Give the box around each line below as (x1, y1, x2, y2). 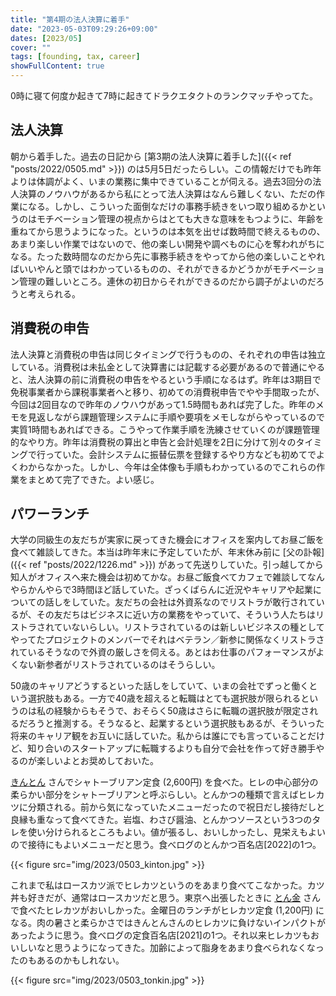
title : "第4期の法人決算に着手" (10, 14, 130, 25)
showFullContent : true (10, 61, 105, 71)
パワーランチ (10, 506, 90, 523)
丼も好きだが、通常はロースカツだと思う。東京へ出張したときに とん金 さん (10, 892, 322, 904)
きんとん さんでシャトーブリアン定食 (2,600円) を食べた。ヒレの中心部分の (10, 776, 319, 788)
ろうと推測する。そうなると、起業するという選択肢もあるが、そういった (27, 717, 325, 730)
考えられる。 (27, 287, 81, 300)
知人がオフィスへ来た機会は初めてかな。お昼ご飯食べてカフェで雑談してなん (10, 571, 325, 583)
